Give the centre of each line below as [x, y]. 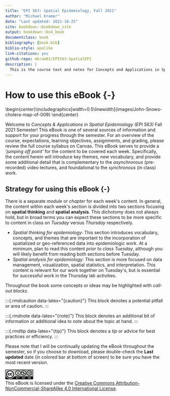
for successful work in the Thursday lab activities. [65, 276]
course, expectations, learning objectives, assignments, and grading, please [85, 141]
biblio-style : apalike [29, 48]
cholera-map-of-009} [28, 115]
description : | [21, 64]
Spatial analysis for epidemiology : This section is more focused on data [87, 259]
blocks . [21, 291]
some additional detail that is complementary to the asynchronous [74, 162]
